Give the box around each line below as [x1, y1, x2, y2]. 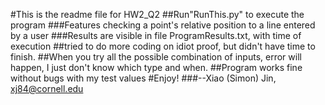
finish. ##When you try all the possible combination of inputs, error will [10, 51, 302, 63]
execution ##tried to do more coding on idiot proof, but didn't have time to [10, 40, 316, 52]
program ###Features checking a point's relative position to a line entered [10, 19, 316, 31]
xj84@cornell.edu [10, 83, 84, 94]
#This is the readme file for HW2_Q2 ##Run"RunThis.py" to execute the [10, 9, 305, 20]
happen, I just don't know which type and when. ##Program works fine [10, 62, 303, 73]
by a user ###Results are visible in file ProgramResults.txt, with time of [10, 30, 302, 41]
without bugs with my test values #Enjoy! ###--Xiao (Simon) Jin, [10, 72, 277, 84]
